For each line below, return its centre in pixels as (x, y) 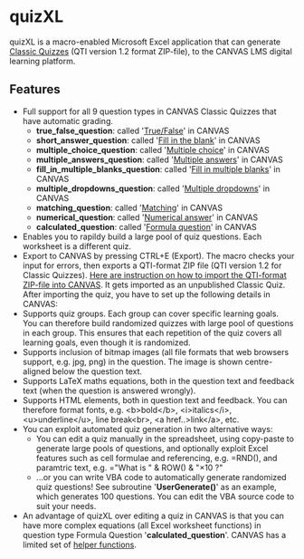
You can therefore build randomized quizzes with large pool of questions (158, 323)
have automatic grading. (68, 120)
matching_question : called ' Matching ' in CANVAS (129, 207)
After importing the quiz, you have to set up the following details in (146, 294)
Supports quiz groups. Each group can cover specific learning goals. (150, 313)
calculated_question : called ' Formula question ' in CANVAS (147, 226)
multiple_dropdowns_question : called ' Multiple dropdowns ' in (152, 188)
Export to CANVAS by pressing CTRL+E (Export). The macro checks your (158, 255)
